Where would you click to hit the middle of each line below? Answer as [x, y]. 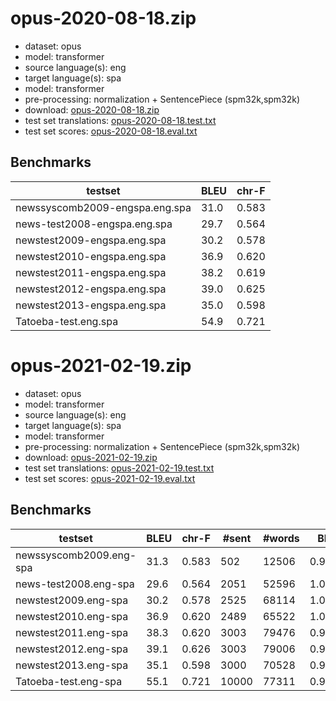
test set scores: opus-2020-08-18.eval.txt [111, 131]
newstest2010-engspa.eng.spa [91, 256]
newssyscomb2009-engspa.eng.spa [103, 207]
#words [281, 538]
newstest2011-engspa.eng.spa [91, 272]
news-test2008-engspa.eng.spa [94, 224]
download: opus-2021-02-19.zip [91, 457]
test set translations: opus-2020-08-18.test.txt [120, 120]
